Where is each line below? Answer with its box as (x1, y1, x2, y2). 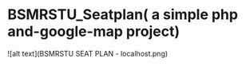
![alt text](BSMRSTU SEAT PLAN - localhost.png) (7, 49, 169, 58)
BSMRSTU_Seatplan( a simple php (7, 6, 239, 24)
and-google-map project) (7, 22, 181, 41)
